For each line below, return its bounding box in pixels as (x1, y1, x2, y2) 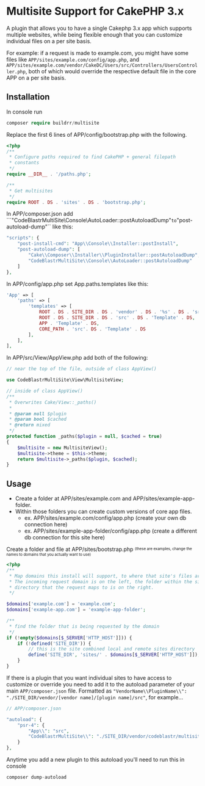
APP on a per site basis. (6, 74, 66, 81)
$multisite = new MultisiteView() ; (17, 445, 108, 451)
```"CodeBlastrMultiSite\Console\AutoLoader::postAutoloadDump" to (6, 217, 177, 224)
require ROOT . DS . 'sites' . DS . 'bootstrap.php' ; (6, 199, 146, 205)
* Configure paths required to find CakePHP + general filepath (9, 154, 176, 160)
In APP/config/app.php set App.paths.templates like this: (6, 280, 149, 288)
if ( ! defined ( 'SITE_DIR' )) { (17, 640, 92, 647)
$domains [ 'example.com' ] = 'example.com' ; (6, 601, 116, 607)
